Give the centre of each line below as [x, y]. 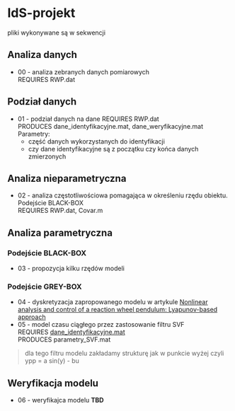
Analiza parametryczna [60, 232]
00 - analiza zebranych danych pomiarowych [84, 71]
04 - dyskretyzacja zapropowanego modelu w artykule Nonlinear [113, 302]
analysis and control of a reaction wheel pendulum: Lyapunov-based [117, 310]
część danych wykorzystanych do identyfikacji [96, 141]
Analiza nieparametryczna [67, 178]
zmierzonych [47, 156]
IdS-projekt [41, 13]
